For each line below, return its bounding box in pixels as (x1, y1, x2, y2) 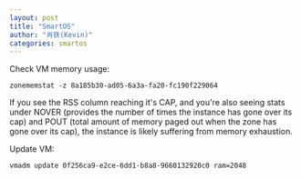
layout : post (9, 13, 59, 23)
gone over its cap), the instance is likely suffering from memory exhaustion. (9, 126, 294, 137)
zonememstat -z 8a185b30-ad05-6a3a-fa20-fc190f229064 (9, 81, 219, 91)
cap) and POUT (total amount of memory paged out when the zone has (9, 116, 277, 127)
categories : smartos (9, 38, 88, 48)
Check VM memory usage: (9, 64, 110, 75)
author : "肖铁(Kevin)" (9, 30, 93, 39)
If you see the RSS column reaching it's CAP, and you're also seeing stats (9, 97, 285, 108)
